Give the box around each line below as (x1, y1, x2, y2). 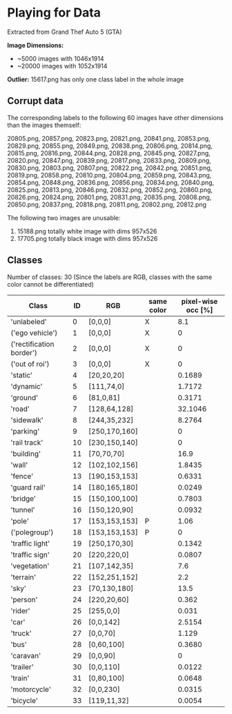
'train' (10, 673, 30, 683)
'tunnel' (10, 505, 36, 514)
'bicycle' (10, 695, 38, 705)
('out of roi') (10, 359, 50, 369)
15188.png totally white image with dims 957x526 (17, 226, 157, 235)
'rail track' (10, 437, 43, 447)
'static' (10, 370, 33, 380)
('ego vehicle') (10, 328, 58, 338)
